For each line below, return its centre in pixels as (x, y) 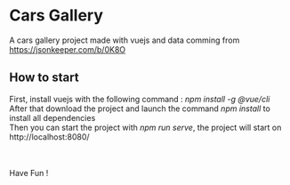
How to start (44, 78)
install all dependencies (52, 117)
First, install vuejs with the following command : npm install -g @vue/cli (140, 99)
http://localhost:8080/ (50, 137)
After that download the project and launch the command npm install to (140, 109)
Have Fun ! (29, 173)
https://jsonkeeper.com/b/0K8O (68, 49)
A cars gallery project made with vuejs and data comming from (125, 40)
